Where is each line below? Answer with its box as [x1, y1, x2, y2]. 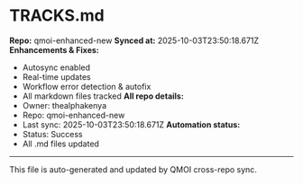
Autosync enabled [22, 62, 91, 73]
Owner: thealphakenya [22, 100, 107, 110]
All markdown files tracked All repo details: [22, 91, 185, 101]
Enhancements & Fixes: [9, 44, 99, 55]
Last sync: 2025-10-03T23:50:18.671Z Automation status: [22, 118, 241, 130]
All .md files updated [22, 138, 99, 149]
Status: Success [22, 128, 83, 139]
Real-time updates [22, 71, 92, 82]
